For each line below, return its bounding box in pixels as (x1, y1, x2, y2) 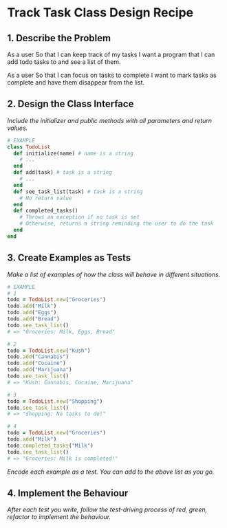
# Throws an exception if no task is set (19, 214, 140, 221)
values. (7, 124, 28, 132)
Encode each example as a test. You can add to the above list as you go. (7, 467, 215, 476)
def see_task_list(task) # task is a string (13, 188, 143, 195)
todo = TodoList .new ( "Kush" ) (7, 347, 91, 354)
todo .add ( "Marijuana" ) (7, 366, 72, 373)
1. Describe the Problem (7, 32, 111, 44)
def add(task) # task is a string (13, 169, 112, 176)
